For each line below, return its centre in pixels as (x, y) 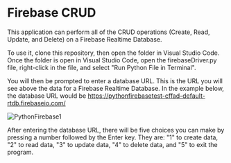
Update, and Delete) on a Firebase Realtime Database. (85, 39)
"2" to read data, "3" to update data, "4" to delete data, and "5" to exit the (112, 144)
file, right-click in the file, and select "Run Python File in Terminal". (102, 67)
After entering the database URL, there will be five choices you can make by (116, 130)
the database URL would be (47, 96)
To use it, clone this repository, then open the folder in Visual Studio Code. (113, 53)
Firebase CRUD (52, 13)
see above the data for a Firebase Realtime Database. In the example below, (115, 88)
